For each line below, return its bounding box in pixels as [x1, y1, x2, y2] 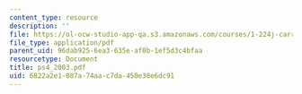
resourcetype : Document [9, 55, 99, 64]
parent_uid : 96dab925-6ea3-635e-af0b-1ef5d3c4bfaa [9, 47, 203, 56]
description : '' [9, 21, 70, 30]
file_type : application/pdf [9, 38, 115, 47]
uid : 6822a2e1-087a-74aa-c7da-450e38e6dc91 [9, 72, 175, 81]
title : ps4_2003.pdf [9, 64, 87, 73]
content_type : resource [9, 13, 99, 22]
